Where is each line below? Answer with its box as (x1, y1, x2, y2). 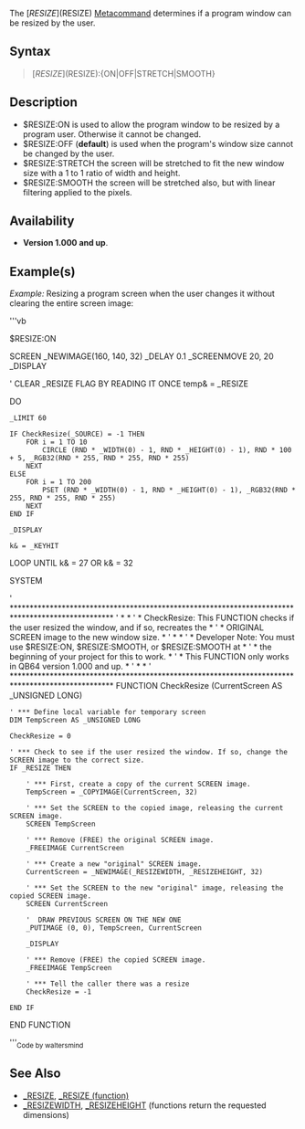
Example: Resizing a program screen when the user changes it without (9, 288, 276, 300)
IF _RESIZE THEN (9, 764, 71, 773)
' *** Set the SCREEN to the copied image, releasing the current (26, 804, 284, 813)
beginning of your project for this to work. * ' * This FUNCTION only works (9, 651, 289, 662)
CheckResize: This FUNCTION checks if (143, 612, 295, 624)
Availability (9, 214, 75, 229)
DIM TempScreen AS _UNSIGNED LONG (9, 716, 142, 725)
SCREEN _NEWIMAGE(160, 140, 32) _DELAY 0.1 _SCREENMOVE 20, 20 (9, 351, 274, 362)
